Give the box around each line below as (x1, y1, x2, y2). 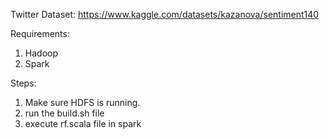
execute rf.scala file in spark (24, 118, 142, 129)
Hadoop (24, 47, 58, 59)
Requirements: (10, 28, 70, 39)
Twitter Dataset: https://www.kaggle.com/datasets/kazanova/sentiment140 (10, 9, 320, 20)
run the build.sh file (24, 107, 105, 119)
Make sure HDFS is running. (24, 97, 141, 108)
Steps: (10, 77, 37, 89)
